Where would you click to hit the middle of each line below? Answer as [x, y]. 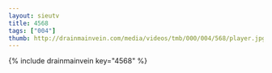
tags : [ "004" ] [32, 30]
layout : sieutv [34, 16]
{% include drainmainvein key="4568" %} [78, 61]
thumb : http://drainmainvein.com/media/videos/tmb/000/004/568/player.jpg [137, 38]
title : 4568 [28, 23]
